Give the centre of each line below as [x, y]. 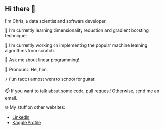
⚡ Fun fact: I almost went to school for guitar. [50, 79]
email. [11, 98]
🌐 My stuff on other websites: [35, 107]
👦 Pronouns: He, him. [27, 69]
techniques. [17, 35]
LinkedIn [21, 117]
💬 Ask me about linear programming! [42, 60]
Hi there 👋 [20, 9]
